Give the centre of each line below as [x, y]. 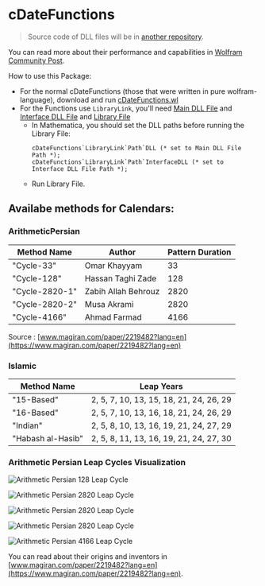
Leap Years [161, 386]
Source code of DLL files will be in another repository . [115, 37]
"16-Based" [36, 413]
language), [37, 99]
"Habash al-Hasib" [48, 438]
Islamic [23, 366]
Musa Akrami [109, 304]
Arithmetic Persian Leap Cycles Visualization [97, 462]
